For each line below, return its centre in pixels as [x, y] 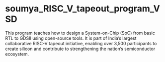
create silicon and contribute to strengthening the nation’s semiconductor [80, 49]
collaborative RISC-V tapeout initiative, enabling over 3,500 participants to [81, 43]
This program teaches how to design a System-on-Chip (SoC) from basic [80, 33]
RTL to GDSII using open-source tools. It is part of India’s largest [71, 38]
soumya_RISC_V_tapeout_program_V [82, 9]
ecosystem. [17, 54]
